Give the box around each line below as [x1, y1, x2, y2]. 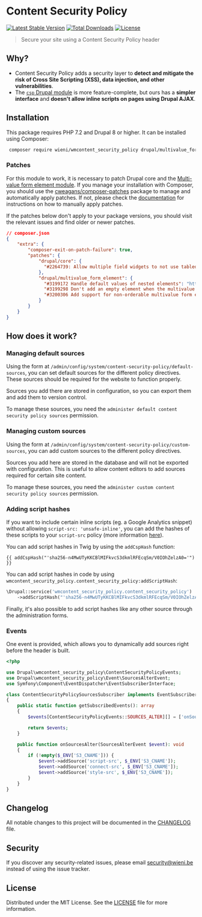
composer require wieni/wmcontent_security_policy [8, 147, 138, 153]
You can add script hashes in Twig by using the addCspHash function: [6, 543, 176, 551]
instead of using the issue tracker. [6, 865, 90, 873]
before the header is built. [6, 647, 70, 654]
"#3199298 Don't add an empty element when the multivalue [44, 286, 195, 292]
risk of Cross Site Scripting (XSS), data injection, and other [14, 75, 165, 83]
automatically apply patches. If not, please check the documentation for [6, 194, 185, 201]
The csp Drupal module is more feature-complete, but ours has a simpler [14, 89, 196, 96]
